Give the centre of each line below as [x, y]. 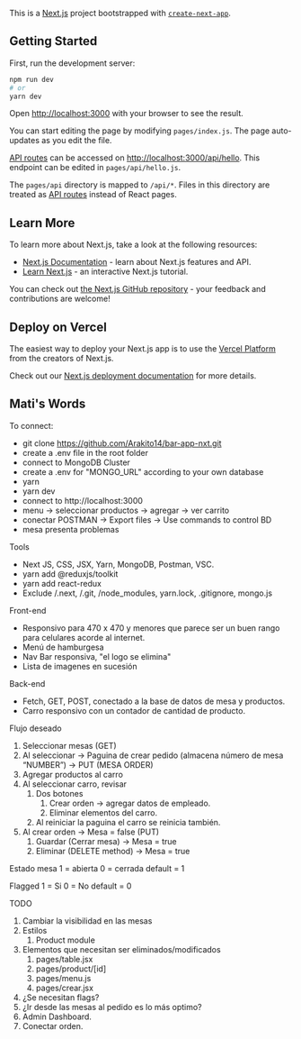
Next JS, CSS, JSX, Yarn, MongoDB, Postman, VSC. [118, 564]
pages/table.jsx [64, 959]
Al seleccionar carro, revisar [75, 784]
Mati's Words [48, 404]
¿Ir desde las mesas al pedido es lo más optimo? [112, 1007]
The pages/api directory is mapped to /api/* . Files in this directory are [140, 185]
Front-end [28, 610]
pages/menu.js [63, 978]
